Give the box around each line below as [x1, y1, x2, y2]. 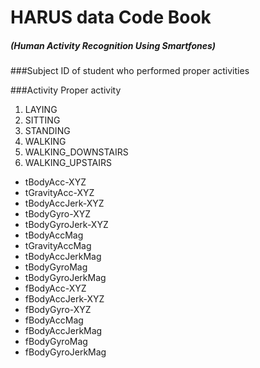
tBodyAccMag [24, 229, 84, 241]
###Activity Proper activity [10, 84, 122, 96]
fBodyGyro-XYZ [24, 304, 92, 316]
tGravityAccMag [24, 240, 92, 252]
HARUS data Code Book [10, 6, 212, 29]
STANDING [24, 125, 71, 137]
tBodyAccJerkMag [24, 251, 102, 263]
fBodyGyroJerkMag [24, 346, 107, 358]
